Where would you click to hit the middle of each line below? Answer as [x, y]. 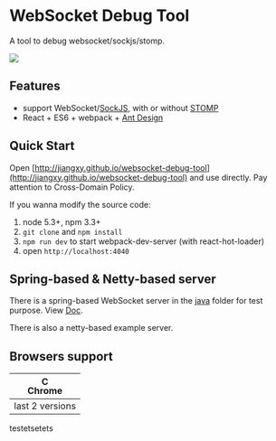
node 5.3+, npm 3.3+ [62, 221]
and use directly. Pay [228, 177]
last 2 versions [45, 406]
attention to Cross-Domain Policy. [72, 187]
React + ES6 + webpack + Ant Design [93, 117]
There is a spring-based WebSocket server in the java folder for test [136, 301]
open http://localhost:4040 [76, 250]
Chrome [45, 391]
